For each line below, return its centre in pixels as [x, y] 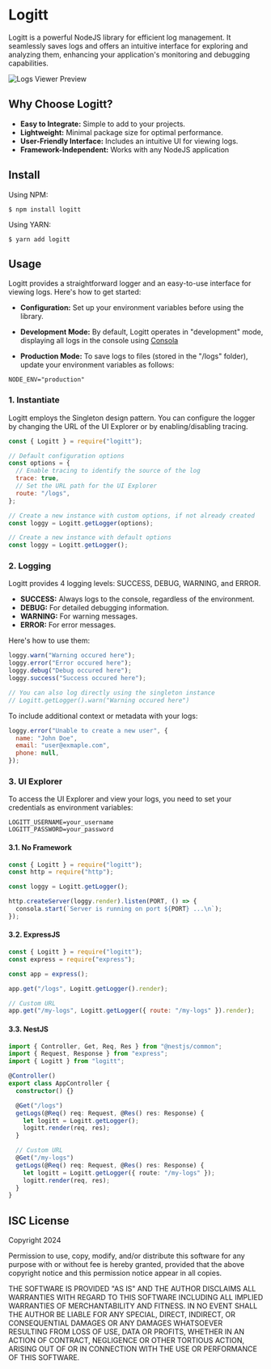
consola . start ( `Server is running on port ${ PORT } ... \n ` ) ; [119, 909]
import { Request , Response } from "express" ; [88, 1054]
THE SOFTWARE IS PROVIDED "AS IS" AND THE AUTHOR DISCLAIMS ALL [132, 1289]
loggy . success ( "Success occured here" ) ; [78, 678]
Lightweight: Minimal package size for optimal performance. [122, 132]
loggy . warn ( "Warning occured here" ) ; [72, 656]
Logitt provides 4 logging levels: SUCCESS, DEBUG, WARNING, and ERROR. [135, 584]
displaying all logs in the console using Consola [99, 341]
